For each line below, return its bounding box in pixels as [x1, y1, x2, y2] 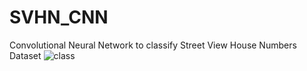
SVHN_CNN [9, 6, 109, 29]
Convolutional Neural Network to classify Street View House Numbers [9, 39, 297, 51]
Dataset [9, 49, 42, 61]
